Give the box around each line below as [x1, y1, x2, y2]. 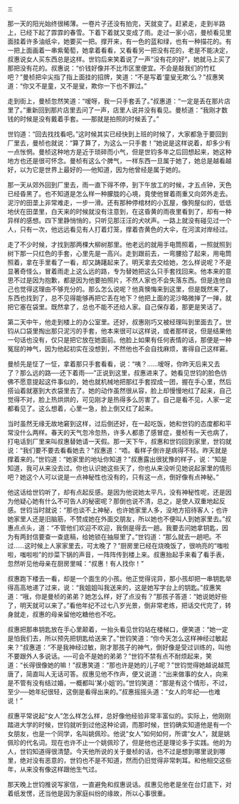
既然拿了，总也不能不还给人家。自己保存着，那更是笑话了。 [51, 303, 225, 311]
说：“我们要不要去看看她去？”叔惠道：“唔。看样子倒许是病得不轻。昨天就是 [7, 446, 228, 454]
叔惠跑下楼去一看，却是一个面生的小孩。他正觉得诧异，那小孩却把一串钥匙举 [7, 574, 232, 582]
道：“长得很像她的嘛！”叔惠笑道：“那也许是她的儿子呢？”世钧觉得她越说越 [7, 661, 224, 669]
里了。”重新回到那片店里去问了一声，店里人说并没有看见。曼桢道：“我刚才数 [7, 105, 228, 114]
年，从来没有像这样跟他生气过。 [7, 765, 101, 773]
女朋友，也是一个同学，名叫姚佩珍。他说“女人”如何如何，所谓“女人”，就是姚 [7, 729, 230, 738]
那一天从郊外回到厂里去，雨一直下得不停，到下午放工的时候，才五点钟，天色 [7, 180, 232, 189]
